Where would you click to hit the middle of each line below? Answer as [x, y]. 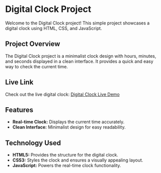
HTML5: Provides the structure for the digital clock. [65, 155]
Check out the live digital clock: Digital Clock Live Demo [62, 94]
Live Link [19, 83]
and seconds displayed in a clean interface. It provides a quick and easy [79, 61]
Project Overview [33, 44]
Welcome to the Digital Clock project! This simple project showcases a [78, 23]
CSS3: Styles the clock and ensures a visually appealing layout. [78, 160]
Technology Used [33, 143]
